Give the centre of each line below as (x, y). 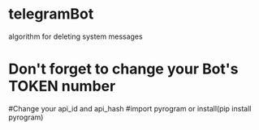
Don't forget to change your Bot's (123, 69)
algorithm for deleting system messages (76, 36)
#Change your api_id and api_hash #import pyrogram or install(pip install (130, 108)
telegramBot (51, 14)
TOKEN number (62, 86)
